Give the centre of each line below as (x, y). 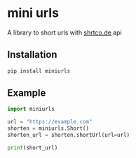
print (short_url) (33, 147)
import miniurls (31, 109)
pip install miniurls (39, 71)
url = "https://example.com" (50, 122)
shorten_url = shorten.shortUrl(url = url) (69, 135)
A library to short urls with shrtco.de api (64, 32)
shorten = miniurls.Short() (48, 128)
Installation (32, 55)
